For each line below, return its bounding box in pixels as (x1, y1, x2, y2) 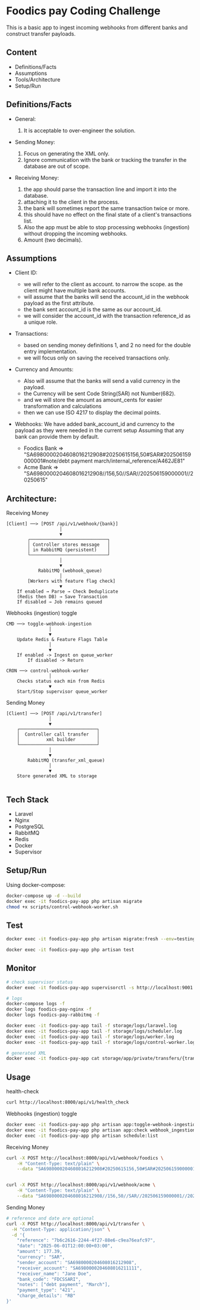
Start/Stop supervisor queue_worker (17, 689, 108, 695)
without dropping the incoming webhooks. (23, 230, 128, 237)
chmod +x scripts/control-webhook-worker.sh (6, 903, 118, 910)
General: (14, 115, 36, 123)
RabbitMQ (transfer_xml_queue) (27, 758, 105, 764)
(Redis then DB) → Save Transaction (17, 594, 108, 600)
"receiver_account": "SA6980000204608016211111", (17, 1265, 143, 1271)
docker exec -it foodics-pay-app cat (6, 1055, 100, 1062)
